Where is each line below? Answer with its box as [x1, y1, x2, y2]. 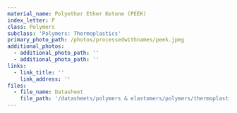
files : [7, 82, 27, 89]
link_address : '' [20, 75, 71, 83]
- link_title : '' [13, 69, 65, 76]
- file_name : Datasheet [13, 88, 83, 95]
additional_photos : [7, 43, 65, 50]
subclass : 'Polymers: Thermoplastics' [7, 29, 121, 37]
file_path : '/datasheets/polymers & [20, 95, 128, 102]
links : [7, 62, 27, 69]
